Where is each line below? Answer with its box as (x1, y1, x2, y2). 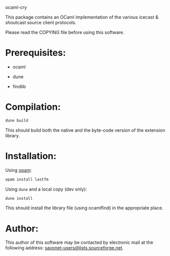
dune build (5, 118, 28, 123)
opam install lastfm (5, 177, 49, 182)
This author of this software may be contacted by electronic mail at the (5, 239, 153, 245)
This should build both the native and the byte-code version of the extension (5, 127, 165, 133)
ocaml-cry (5, 5, 27, 10)
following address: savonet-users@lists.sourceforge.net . (5, 245, 124, 251)
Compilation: (5, 101, 61, 113)
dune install (5, 196, 33, 201)
